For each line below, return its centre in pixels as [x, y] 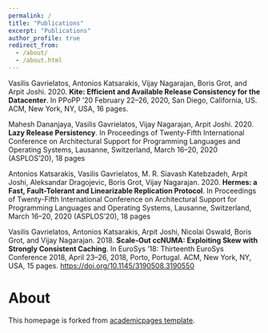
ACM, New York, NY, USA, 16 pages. [68, 108]
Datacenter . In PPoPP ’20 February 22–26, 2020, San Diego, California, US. [133, 100]
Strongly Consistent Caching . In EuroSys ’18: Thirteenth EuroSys [116, 248]
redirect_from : [34, 46]
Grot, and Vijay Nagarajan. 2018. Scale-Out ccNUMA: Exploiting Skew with [133, 240]
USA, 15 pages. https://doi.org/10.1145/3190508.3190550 [101, 266]
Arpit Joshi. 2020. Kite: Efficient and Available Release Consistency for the [134, 91]
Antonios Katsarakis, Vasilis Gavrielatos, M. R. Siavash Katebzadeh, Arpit [128, 174]
